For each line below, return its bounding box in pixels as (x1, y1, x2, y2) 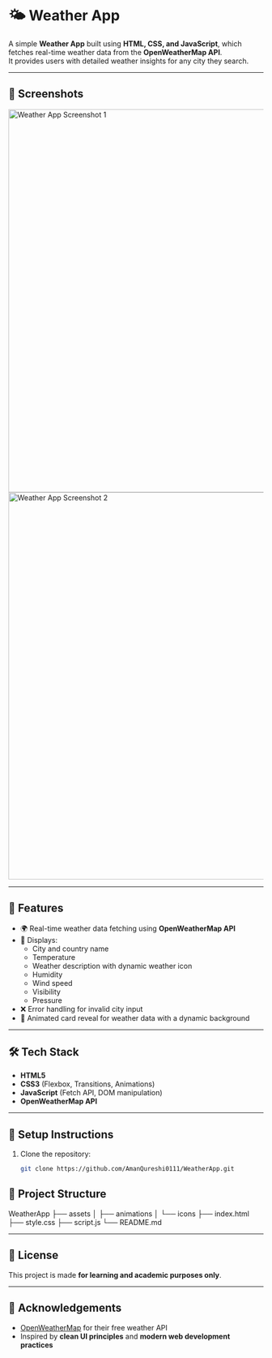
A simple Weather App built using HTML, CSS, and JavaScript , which (8, 38, 242, 49)
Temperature (32, 952, 75, 962)
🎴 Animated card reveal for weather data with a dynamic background (19, 1013, 250, 1022)
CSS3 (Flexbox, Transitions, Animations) (19, 1079, 155, 1089)
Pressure (32, 995, 62, 1005)
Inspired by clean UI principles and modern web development (19, 1331, 231, 1341)
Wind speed (32, 978, 73, 987)
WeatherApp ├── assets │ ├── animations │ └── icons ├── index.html (8, 1209, 249, 1219)
